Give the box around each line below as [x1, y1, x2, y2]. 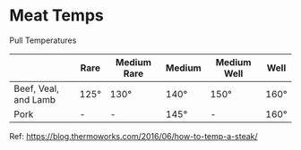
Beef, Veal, [13, 82, 60, 95]
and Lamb [13, 93, 56, 105]
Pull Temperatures [9, 35, 77, 46]
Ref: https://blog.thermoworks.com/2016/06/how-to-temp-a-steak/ [9, 130, 258, 141]
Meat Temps [9, 5, 105, 26]
